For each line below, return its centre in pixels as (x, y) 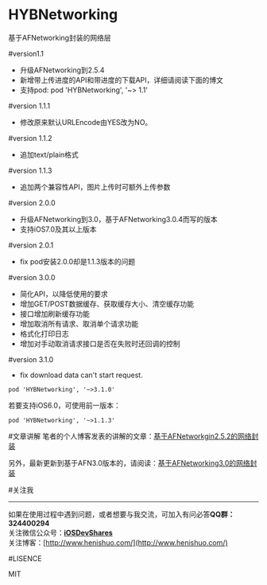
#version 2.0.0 (32, 203)
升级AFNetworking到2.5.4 (62, 70)
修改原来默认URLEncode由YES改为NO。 (86, 122)
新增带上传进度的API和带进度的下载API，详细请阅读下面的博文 (122, 80)
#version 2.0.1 (31, 245)
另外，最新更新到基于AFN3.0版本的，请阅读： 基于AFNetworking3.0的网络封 (133, 462)
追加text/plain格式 (49, 154)
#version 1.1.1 (29, 106)
